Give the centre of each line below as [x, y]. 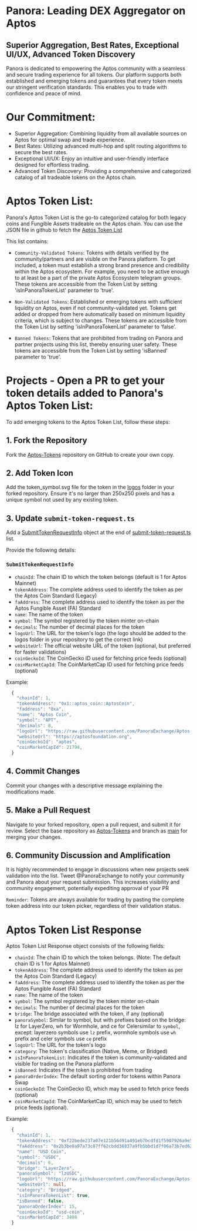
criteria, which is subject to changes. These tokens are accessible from [101, 320]
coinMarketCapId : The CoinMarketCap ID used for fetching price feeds [99, 664]
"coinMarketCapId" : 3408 [47, 1217]
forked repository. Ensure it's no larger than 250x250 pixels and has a [90, 493]
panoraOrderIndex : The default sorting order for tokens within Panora [97, 1076]
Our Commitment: [51, 117]
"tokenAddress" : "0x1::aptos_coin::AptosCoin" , [76, 704]
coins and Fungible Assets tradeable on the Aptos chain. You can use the [94, 223]
